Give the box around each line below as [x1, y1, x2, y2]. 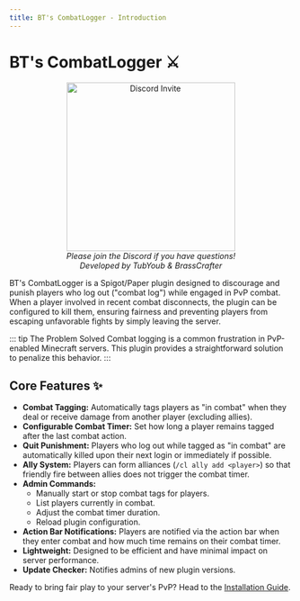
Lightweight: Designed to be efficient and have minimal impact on [22, 545, 268, 556]
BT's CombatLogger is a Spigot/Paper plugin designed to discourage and [9, 277, 280, 288]
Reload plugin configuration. [35, 516, 141, 527]
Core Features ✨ [9, 378, 103, 393]
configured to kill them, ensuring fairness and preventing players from [9, 306, 268, 317]
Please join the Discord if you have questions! [66, 250, 236, 261]
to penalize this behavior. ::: [9, 352, 111, 363]
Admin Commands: [22, 479, 97, 489]
